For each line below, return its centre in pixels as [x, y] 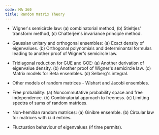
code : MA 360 [18, 10]
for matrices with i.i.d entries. [42, 117]
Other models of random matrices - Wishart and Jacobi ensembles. [80, 83]
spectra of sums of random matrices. [50, 103]
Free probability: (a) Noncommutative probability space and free [77, 92]
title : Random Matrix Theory [35, 14]
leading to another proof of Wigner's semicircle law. [65, 53]
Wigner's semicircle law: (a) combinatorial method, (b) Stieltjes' [77, 28]
